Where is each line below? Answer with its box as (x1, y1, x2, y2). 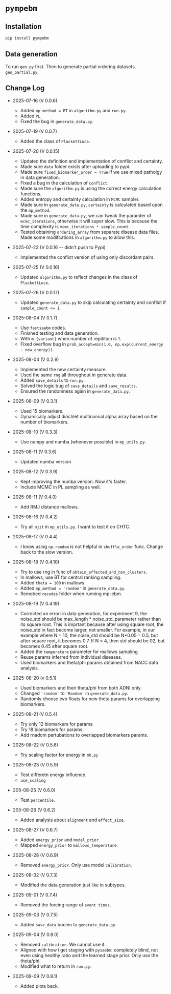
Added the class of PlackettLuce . (20, 138, 90, 144)
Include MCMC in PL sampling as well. (20, 483, 101, 490)
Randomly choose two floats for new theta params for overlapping (20, 696, 160, 702)
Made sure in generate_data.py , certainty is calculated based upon (20, 201, 163, 208)
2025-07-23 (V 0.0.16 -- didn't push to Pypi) (12, 244, 106, 250)
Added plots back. (20, 983, 59, 989)
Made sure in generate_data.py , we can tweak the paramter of (20, 212, 152, 218)
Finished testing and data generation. (20, 330, 99, 336)
